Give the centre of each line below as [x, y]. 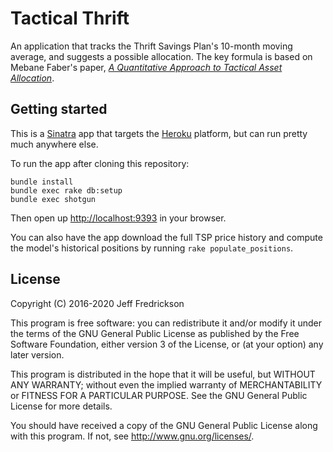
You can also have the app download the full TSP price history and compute [166, 237]
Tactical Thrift [70, 18]
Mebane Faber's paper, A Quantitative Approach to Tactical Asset [146, 67]
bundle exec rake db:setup [66, 190]
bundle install [42, 182]
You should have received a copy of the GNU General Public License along [164, 425]
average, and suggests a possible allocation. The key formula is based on [161, 56]
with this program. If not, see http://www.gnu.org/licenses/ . [132, 436]
